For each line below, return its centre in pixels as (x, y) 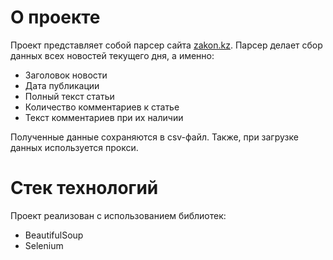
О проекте (55, 17)
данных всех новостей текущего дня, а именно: (112, 55)
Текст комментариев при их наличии (104, 117)
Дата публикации (62, 85)
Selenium (44, 245)
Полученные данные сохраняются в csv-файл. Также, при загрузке (154, 137)
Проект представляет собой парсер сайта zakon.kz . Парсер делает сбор (166, 45)
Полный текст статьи (69, 96)
